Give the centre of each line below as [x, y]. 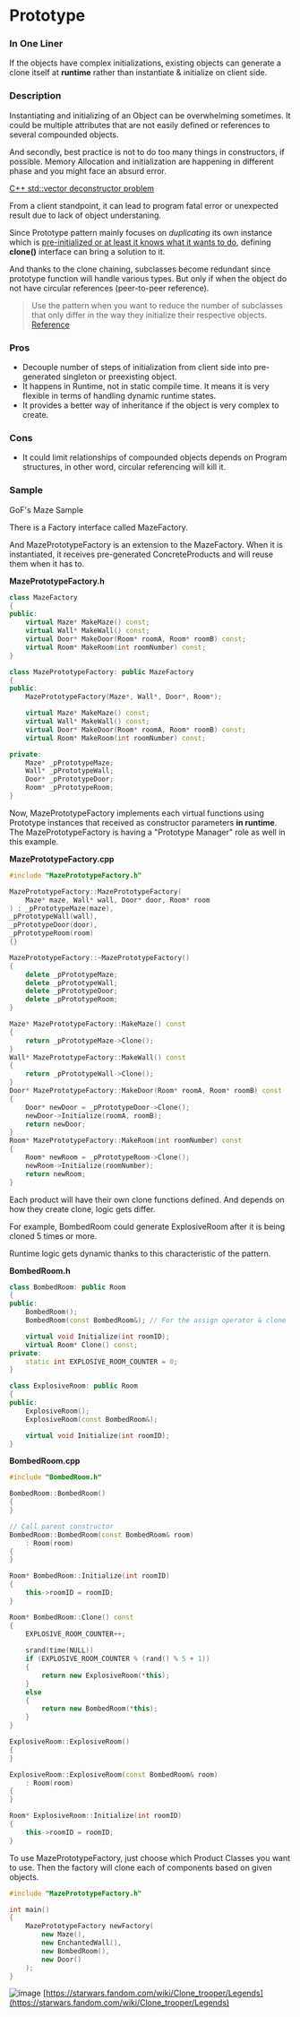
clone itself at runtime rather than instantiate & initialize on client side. [138, 73]
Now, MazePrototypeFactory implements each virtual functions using [137, 813]
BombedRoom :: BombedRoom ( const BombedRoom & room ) [102, 1535]
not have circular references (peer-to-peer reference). [109, 288]
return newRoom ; [56, 1174]
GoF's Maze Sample [46, 510]
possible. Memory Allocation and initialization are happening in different [141, 161]
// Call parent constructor [62, 1526]
